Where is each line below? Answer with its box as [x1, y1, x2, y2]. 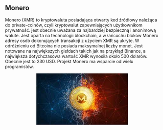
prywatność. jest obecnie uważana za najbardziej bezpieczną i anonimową [5, 27, 156, 33]
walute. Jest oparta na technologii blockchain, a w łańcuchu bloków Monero [5, 32, 159, 38]
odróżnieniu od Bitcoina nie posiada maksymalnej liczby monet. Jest [5, 43, 143, 48]
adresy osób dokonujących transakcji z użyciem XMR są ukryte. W [5, 38, 140, 43]
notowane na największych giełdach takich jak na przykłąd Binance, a [5, 48, 146, 54]
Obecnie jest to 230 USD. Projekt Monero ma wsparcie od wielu [5, 58, 134, 64]
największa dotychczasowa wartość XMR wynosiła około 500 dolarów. [5, 53, 148, 59]
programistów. [5, 64, 34, 69]
